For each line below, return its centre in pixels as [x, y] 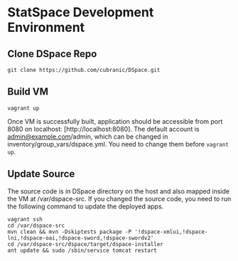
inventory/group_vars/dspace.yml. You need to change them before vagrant [118, 144]
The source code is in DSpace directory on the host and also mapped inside [118, 191]
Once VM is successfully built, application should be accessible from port [115, 121]
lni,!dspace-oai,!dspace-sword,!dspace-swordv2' [81, 238]
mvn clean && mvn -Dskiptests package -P [70, 232]
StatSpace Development [81, 12]
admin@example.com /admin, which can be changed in [88, 137]
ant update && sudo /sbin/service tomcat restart [82, 250]
